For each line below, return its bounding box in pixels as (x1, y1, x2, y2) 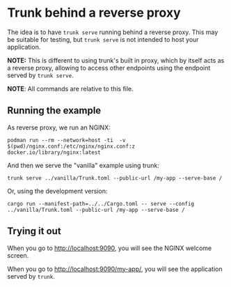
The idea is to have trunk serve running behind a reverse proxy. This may (7, 28, 218, 36)
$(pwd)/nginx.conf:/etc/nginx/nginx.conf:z (7, 143, 136, 150)
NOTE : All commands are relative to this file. (7, 84, 134, 93)
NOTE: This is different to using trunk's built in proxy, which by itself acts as (7, 56, 225, 64)
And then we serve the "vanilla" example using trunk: (7, 161, 160, 169)
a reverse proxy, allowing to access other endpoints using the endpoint (7, 63, 211, 72)
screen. (7, 251, 29, 259)
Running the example (7, 104, 102, 116)
